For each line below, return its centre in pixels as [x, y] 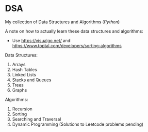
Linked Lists [24, 74]
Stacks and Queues [32, 80]
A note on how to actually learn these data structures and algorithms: [74, 31]
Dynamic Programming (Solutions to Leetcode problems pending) [78, 124]
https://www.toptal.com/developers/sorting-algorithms [67, 45]
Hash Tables [25, 69]
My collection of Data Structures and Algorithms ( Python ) [62, 22]
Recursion [22, 109]
